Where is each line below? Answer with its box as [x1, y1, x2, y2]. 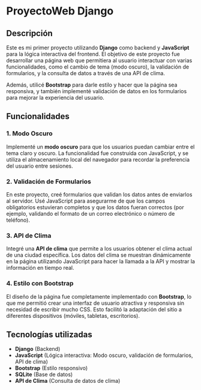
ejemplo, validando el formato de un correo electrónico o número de [6, 210, 175, 217]
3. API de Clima [6, 231, 52, 240]
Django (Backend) [14, 346, 61, 353]
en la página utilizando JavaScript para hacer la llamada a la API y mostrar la [6, 258, 195, 265]
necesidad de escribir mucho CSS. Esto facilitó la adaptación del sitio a [6, 305, 182, 313]
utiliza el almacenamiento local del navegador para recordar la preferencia [6, 156, 190, 163]
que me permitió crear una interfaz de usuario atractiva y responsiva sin [6, 299, 185, 306]
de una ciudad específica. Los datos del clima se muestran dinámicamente [6, 251, 191, 259]
